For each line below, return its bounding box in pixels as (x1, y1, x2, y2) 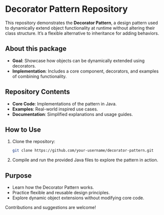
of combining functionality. (12, 73, 67, 79)
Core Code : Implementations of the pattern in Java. (12, 101, 117, 107)
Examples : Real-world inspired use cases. (12, 106, 98, 112)
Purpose (5, 171, 32, 179)
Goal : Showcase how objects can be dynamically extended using (12, 58, 145, 64)
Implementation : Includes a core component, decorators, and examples (12, 68, 159, 74)
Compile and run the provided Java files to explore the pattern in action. (12, 157, 159, 163)
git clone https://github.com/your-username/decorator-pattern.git (12, 148, 154, 153)
